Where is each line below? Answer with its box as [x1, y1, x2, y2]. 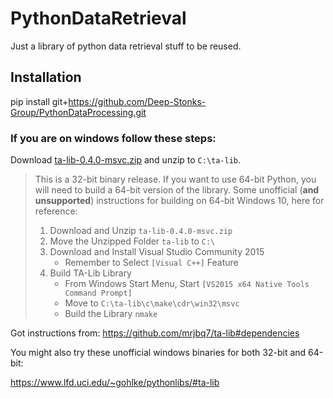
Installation [10, 69, 82, 86]
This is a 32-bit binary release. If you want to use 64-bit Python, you [34, 173, 317, 186]
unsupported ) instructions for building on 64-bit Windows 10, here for [34, 195, 325, 207]
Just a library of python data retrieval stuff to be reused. [10, 40, 242, 52]
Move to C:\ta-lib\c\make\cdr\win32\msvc [64, 297, 240, 309]
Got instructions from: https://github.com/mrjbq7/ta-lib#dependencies [10, 327, 300, 339]
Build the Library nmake [64, 308, 158, 320]
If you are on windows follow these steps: [10, 131, 217, 145]
